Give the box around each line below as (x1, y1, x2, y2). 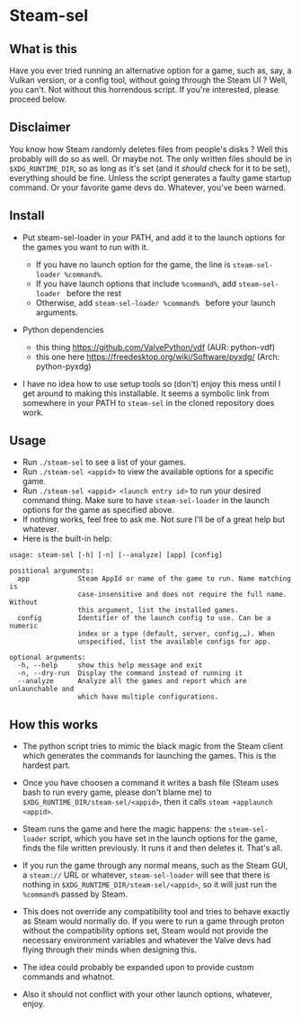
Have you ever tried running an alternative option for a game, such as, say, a (9, 65, 292, 76)
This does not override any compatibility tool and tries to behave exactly (22, 906, 290, 917)
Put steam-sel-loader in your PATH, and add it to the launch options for (22, 231, 286, 243)
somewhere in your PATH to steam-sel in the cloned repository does (22, 397, 275, 408)
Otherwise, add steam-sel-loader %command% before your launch (35, 297, 276, 308)
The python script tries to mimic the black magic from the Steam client (22, 741, 283, 752)
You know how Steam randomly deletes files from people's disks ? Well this (9, 143, 289, 154)
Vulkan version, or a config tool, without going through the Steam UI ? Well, (9, 75, 288, 86)
